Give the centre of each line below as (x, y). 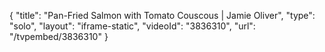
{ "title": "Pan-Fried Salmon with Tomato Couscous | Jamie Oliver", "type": (162, 15)
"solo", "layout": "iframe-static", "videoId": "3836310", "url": (132, 26)
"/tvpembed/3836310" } (59, 36)
